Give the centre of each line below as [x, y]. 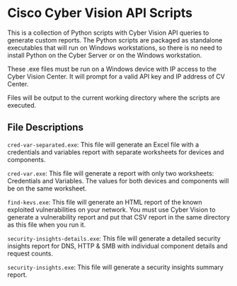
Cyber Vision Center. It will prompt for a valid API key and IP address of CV [116, 76]
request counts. [30, 253]
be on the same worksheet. [47, 188]
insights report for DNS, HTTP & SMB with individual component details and [117, 246]
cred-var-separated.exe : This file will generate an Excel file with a [103, 144]
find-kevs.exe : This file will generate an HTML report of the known [105, 202]
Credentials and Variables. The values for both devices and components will [118, 181]
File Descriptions [45, 128]
